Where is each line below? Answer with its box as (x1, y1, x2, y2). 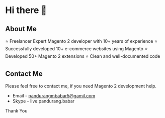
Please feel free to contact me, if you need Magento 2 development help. (5, 83, 157, 89)
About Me (5, 25, 37, 33)
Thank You (5, 107, 28, 113)
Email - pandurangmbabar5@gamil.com (12, 92, 96, 98)
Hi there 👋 (5, 5, 47, 16)
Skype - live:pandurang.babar (12, 98, 75, 104)
